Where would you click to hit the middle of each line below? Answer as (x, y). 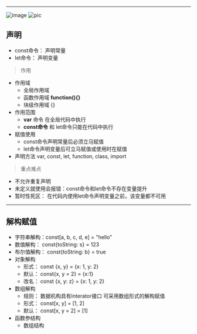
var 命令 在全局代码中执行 (55, 119)
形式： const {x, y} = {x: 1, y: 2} (61, 266)
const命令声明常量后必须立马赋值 (64, 141)
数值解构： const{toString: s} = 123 (57, 244)
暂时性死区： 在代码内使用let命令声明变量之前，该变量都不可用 (90, 196)
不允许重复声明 (33, 181)
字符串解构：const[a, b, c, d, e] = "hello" (63, 237)
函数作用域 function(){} (52, 97)
